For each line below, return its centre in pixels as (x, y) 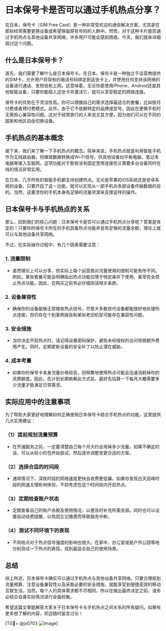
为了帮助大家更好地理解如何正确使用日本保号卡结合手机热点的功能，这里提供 (83, 415)
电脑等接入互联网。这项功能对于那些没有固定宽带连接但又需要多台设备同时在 (83, 163)
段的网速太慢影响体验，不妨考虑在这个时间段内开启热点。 (71, 484)
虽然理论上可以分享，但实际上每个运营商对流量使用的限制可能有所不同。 (86, 270)
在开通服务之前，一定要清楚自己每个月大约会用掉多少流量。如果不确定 (84, 446)
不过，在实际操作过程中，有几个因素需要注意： (53, 245)
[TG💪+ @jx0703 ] (32, 624)
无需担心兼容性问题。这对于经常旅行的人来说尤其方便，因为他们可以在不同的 (83, 115)
